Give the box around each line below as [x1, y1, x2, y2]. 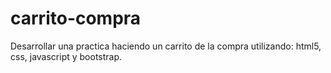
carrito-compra [10, 7, 142, 30]
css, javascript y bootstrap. [10, 50, 123, 62]
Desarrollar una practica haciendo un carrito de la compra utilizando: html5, [10, 40, 322, 52]
